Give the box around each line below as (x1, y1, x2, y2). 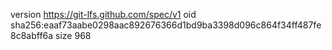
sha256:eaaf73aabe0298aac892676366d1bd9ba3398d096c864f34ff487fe (10, 19, 322, 31)
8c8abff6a (10, 30, 54, 41)
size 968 (55, 30, 92, 41)
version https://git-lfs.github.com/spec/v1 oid (10, 9, 197, 20)
